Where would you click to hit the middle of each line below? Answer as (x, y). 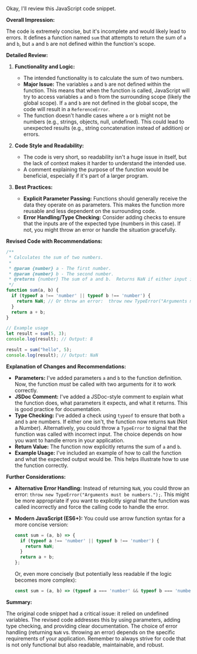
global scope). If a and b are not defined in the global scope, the (100, 103)
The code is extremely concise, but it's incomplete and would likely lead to (96, 31)
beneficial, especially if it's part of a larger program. (86, 176)
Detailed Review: (27, 55)
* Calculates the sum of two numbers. (56, 257)
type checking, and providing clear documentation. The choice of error (92, 626)
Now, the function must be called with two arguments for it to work (95, 384)
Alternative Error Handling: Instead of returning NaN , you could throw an (102, 488)
